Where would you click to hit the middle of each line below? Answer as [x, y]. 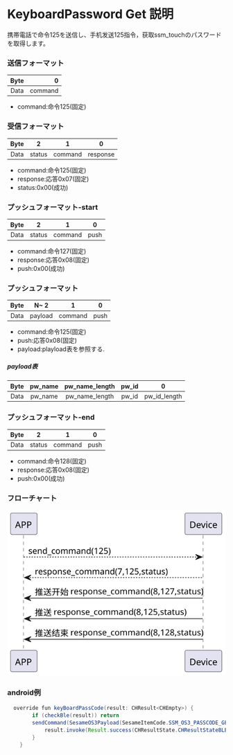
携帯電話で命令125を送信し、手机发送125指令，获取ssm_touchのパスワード [114, 35]
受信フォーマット [36, 127]
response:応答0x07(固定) [53, 179]
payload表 [23, 366]
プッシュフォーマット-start [53, 207]
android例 [24, 692]
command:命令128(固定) [52, 461]
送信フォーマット [36, 63]
